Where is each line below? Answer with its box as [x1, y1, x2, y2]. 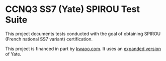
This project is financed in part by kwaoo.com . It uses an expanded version [5, 45, 161, 51]
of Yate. [5, 51, 22, 57]
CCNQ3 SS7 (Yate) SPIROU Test [5, 3, 140, 15]
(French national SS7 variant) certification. [5, 36, 93, 42]
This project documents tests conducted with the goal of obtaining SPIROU [5, 30, 161, 36]
